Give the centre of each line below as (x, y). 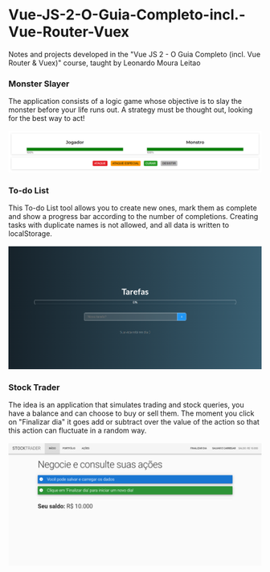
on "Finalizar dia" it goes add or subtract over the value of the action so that (134, 422)
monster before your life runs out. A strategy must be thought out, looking (131, 110)
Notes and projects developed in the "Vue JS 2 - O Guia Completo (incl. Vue (135, 54)
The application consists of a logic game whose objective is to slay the (125, 102)
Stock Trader (34, 388)
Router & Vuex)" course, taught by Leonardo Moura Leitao (104, 63)
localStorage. (30, 234)
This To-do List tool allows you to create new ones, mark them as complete (133, 208)
